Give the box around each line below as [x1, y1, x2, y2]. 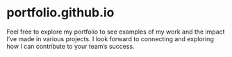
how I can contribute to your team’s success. [6, 42, 135, 50]
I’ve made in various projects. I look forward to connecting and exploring [6, 34, 215, 43]
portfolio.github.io [6, 5, 115, 21]
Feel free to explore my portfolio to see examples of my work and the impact [6, 27, 225, 36]
